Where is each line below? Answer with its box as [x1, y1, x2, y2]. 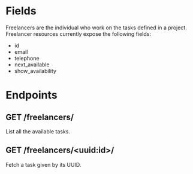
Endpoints [5, 88, 58, 102]
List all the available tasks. [5, 127, 70, 135]
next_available [14, 61, 50, 68]
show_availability [14, 67, 56, 74]
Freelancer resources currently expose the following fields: [5, 30, 151, 37]
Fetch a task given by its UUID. [5, 161, 82, 168]
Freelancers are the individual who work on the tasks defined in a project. [5, 24, 187, 31]
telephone [14, 54, 40, 62]
